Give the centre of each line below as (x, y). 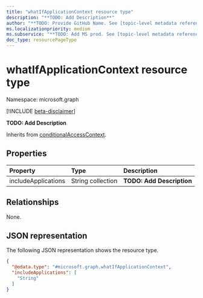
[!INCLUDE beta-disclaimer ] (41, 111)
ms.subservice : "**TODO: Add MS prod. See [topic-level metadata (90, 34)
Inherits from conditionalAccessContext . (56, 134)
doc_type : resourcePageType (42, 40)
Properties (27, 154)
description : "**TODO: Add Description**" (60, 18)
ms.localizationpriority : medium (48, 29)
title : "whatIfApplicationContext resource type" (70, 12)
